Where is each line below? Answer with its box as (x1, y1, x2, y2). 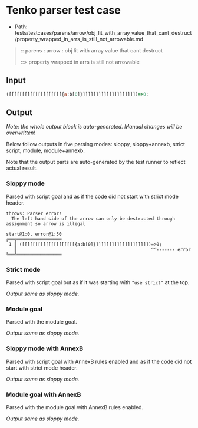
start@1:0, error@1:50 (6, 231, 62, 237)
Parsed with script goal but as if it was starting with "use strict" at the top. (6, 279, 190, 286)
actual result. (6, 164, 38, 172)
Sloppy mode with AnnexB (6, 344, 84, 353)
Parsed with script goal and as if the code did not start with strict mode (6, 193, 179, 200)
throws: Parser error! (6, 210, 62, 216)
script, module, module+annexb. (6, 147, 85, 154)
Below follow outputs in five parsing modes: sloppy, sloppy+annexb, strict (6, 141, 186, 148)
